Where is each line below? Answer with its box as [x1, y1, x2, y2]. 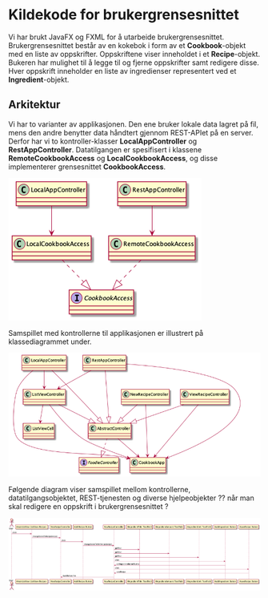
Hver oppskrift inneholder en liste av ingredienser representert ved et [8, 66, 237, 75]
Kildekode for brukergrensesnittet [8, 6, 240, 24]
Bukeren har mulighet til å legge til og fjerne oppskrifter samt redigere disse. [8, 58, 260, 67]
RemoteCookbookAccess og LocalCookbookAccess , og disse [8, 153, 218, 163]
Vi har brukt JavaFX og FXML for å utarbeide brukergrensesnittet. [8, 32, 225, 42]
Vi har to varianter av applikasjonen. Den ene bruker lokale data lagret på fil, [8, 119, 258, 129]
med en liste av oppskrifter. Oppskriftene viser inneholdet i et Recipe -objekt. [8, 49, 261, 59]
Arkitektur [8, 98, 61, 111]
